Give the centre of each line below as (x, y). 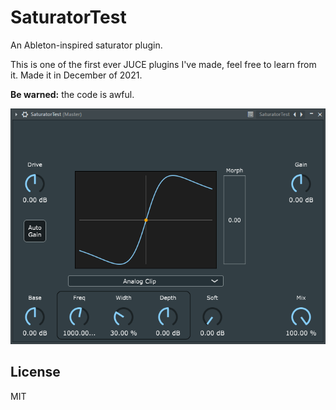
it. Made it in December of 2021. (76, 75)
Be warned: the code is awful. (72, 94)
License (35, 372)
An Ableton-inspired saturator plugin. (86, 45)
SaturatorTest (68, 17)
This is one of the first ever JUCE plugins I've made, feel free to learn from (163, 64)
